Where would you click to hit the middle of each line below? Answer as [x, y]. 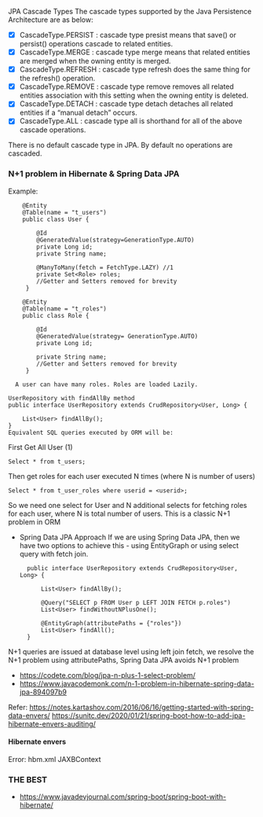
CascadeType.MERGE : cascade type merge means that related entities [135, 52]
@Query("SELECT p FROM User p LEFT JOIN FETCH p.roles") [136, 602]
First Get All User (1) [40, 447]
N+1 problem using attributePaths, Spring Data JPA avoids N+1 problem [124, 660]
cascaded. [25, 153]
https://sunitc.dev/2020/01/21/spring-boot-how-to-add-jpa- [149, 716]
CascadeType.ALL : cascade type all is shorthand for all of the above [131, 121]
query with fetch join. [54, 554]
